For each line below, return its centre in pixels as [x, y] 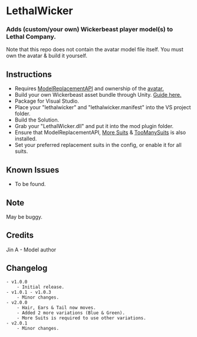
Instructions [29, 74]
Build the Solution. [37, 120]
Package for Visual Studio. [47, 101]
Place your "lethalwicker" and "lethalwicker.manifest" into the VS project [103, 107]
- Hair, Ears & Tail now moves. [56, 307]
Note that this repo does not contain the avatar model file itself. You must [95, 50]
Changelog [27, 268]
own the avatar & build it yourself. [47, 56]
